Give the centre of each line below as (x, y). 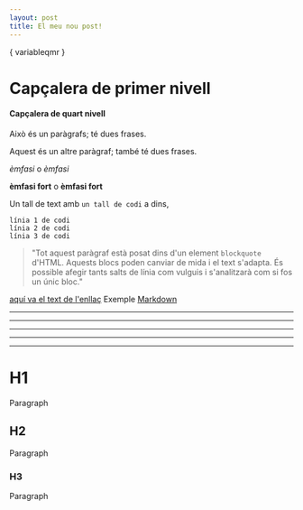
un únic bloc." (57, 282)
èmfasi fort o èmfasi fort (56, 186)
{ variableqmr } (37, 51)
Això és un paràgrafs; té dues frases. (78, 134)
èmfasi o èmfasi (39, 169)
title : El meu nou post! (56, 26)
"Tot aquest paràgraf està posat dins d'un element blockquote (146, 253)
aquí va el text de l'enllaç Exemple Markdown (93, 299)
